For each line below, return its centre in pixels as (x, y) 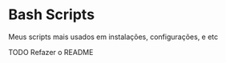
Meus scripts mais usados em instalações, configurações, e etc (113, 37)
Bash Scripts (51, 15)
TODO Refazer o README (51, 52)
